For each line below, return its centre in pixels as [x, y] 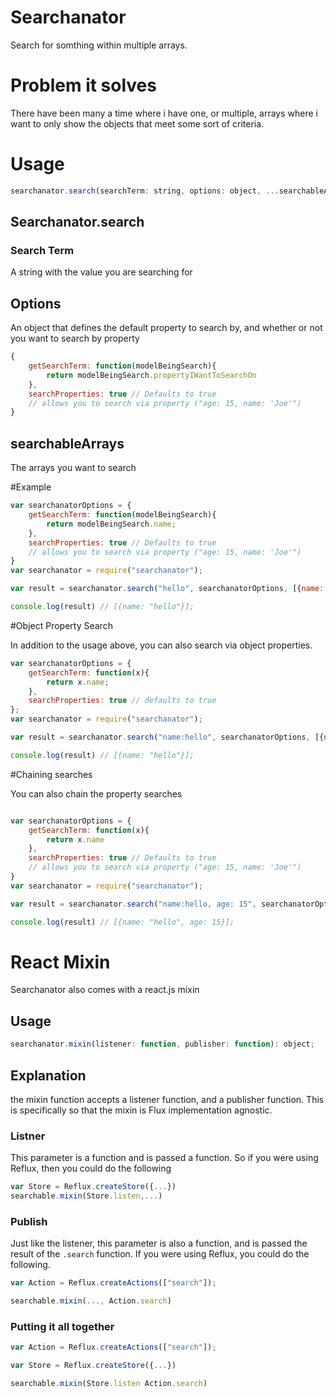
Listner [28, 1136]
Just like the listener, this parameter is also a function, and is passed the [159, 1243]
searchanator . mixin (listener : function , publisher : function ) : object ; [162, 1044]
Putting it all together [62, 1326]
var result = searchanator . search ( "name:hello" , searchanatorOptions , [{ [167, 737]
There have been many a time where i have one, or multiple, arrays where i [164, 113]
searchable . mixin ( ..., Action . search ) [91, 1301]
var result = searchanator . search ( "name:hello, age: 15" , [133, 904]
